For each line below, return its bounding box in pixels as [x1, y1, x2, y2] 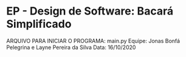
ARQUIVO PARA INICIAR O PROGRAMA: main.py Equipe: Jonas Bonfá [6, 37, 181, 44]
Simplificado [6, 17, 72, 31]
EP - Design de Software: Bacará [6, 4, 174, 18]
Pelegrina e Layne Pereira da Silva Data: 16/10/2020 [6, 44, 136, 51]
